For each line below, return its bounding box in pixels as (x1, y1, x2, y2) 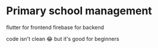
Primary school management (6, 4, 153, 18)
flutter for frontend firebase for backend (6, 24, 105, 31)
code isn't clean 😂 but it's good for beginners (6, 35, 120, 42)
